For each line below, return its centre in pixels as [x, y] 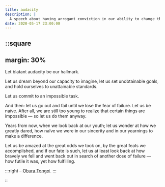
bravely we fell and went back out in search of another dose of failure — [78, 156]
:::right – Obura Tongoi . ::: [31, 171]
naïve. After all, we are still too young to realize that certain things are [75, 111]
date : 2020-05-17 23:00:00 [33, 23]
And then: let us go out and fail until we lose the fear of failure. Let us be [78, 106]
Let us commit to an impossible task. [42, 96]
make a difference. [24, 136]
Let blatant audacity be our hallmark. [42, 72]
